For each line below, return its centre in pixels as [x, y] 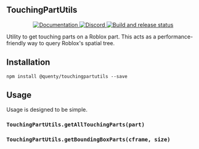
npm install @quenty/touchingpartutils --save [67, 76]
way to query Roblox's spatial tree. [71, 43]
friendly [16, 43]
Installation [28, 63]
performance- [175, 37]
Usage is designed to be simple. [47, 110]
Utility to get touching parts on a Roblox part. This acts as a [81, 37]
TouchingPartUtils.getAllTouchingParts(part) [76, 125]
